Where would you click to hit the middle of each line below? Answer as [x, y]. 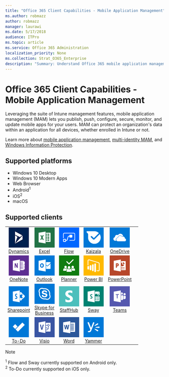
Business [45, 313]
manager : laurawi [23, 27]
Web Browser [27, 184]
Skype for [45, 308]
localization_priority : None [36, 53]
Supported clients [34, 217]
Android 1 [22, 190]
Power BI [94, 279]
